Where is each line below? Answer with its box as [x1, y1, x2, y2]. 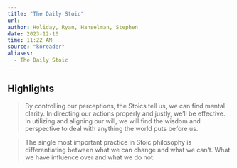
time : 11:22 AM [7, 37, 53, 44]
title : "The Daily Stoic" [7, 10, 84, 18]
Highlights [7, 83, 55, 95]
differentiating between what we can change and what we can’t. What [24, 145, 231, 154]
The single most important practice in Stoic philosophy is [24, 138, 192, 146]
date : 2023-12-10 [7, 30, 59, 38]
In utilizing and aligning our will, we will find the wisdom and [24, 116, 201, 125]
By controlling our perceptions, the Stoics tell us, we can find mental [24, 101, 226, 110]
